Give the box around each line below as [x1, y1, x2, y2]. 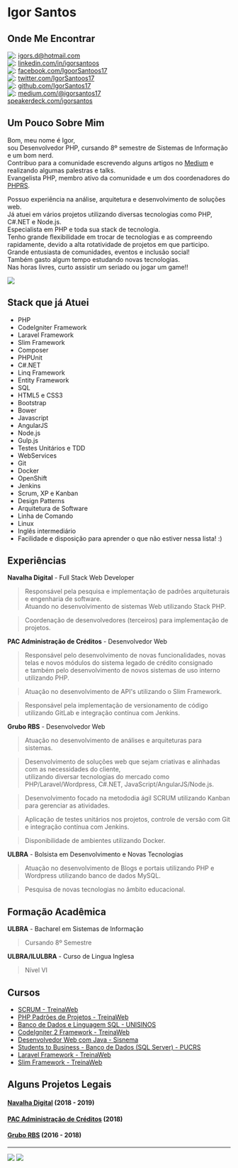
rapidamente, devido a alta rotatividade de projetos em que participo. [7, 240, 210, 248]
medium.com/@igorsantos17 [17, 89, 101, 97]
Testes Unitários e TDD [17, 443, 86, 452]
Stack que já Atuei [7, 297, 89, 309]
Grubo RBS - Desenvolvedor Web [7, 722, 106, 731]
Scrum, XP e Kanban [17, 489, 79, 497]
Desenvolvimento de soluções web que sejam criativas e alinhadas [24, 757, 221, 766]
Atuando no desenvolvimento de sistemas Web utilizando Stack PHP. [24, 602, 227, 611]
